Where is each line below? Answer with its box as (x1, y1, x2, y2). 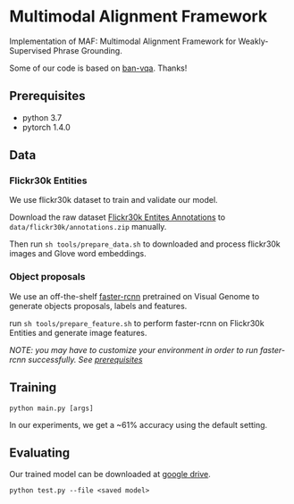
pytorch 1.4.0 (21, 122, 71, 132)
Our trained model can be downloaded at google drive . (9, 469, 212, 480)
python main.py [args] (9, 404, 94, 413)
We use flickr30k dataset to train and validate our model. (9, 195, 218, 206)
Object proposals (9, 271, 86, 283)
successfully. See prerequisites (28, 354, 143, 365)
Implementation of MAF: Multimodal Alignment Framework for (9, 36, 237, 46)
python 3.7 (21, 112, 63, 122)
